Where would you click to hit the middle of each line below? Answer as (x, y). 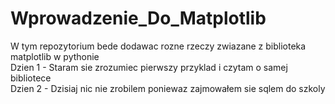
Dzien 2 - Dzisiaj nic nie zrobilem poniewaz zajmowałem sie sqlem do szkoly (168, 88)
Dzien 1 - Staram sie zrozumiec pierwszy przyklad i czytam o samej (149, 67)
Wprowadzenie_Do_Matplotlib (138, 18)
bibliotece (31, 78)
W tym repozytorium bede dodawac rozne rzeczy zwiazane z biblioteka (158, 46)
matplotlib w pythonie (55, 56)
